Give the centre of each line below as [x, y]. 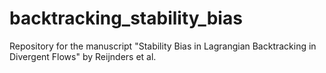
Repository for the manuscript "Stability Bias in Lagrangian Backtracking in [163, 46]
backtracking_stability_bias [126, 18]
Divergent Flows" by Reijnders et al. [83, 56]
